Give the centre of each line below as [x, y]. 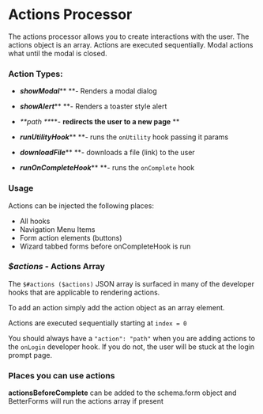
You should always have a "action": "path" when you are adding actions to [131, 338]
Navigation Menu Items [57, 229]
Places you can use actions [62, 375]
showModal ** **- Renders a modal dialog [88, 91]
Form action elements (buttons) [71, 237]
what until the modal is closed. [58, 53]
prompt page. [30, 355]
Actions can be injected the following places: [81, 205]
